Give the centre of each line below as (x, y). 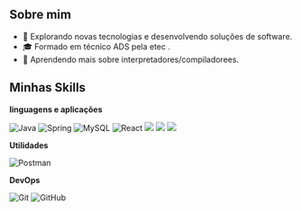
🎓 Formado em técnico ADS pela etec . (96, 46)
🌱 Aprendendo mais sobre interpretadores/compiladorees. (131, 59)
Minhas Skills (48, 88)
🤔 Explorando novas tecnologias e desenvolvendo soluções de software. (157, 36)
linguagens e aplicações (56, 109)
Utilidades (29, 145)
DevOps (25, 180)
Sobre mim (41, 15)
